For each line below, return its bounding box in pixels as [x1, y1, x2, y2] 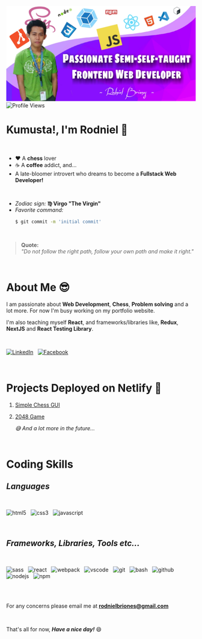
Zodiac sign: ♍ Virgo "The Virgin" [14, 200, 101, 207]
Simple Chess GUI [14, 401, 60, 409]
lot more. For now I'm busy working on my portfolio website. [6, 307, 155, 314]
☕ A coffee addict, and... [14, 161, 77, 168]
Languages [6, 482, 50, 492]
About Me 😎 [6, 281, 70, 294]
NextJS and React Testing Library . [6, 325, 94, 332]
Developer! [14, 176, 44, 183]
